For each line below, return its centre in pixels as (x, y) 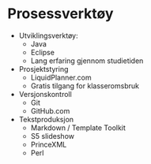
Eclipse (42, 52)
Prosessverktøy (60, 14)
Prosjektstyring (43, 69)
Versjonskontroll (45, 94)
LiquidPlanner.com (61, 77)
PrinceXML (49, 144)
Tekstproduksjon (46, 119)
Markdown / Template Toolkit (78, 128)
